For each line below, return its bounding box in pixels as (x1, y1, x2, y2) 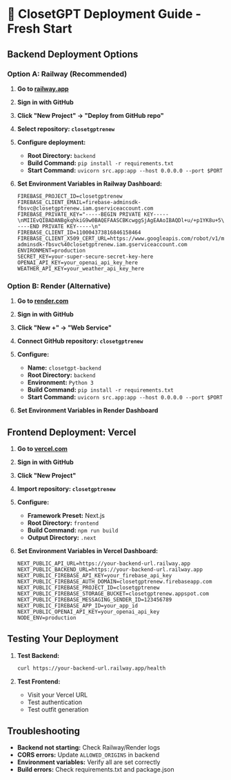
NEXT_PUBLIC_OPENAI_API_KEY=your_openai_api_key (17, 608, 160, 615)
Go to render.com (17, 297, 69, 306)
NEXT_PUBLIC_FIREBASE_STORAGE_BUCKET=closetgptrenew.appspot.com (17, 590, 209, 597)
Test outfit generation (27, 705, 89, 713)
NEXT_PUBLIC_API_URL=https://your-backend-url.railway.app (17, 560, 191, 567)
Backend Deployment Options (7, 48, 139, 60)
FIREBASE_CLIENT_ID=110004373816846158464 (17, 229, 141, 236)
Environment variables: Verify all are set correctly (17, 758, 161, 766)
